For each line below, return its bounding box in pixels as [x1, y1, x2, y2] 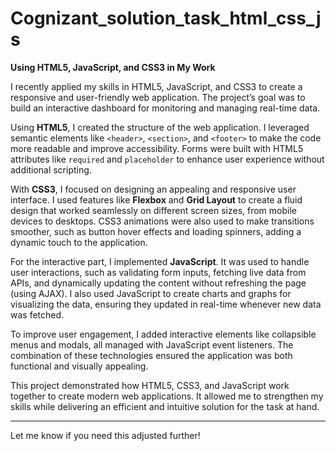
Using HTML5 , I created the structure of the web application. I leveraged [10, 121, 310, 133]
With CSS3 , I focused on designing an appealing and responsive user [10, 183, 297, 195]
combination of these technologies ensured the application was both [10, 349, 293, 361]
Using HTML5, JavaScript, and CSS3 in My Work [10, 61, 216, 73]
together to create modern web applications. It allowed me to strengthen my [10, 390, 324, 402]
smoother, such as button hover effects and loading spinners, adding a [10, 225, 302, 237]
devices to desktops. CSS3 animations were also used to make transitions [10, 215, 315, 227]
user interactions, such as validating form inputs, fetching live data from [10, 266, 307, 278]
